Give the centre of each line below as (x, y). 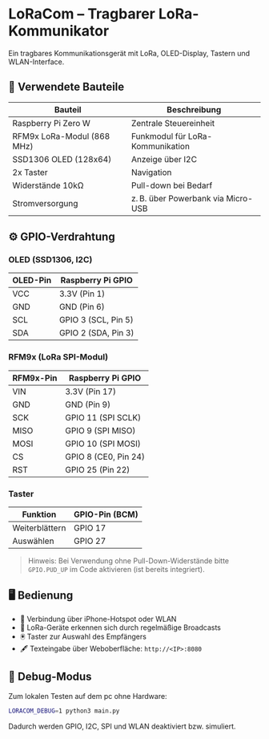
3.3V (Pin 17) (90, 392)
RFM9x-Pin (35, 378)
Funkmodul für (159, 136)
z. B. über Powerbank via (177, 198)
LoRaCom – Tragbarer (82, 14)
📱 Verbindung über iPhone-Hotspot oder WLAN (98, 619)
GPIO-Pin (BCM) (106, 514)
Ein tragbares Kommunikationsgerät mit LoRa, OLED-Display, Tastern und (129, 53)
